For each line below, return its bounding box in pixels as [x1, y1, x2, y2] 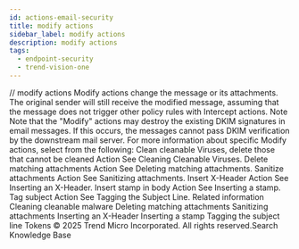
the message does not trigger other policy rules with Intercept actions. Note [9, 106, 288, 117]
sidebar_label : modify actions [9, 29, 126, 38]
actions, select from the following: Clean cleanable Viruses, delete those [9, 144, 275, 154]
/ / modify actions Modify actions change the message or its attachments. [9, 87, 278, 98]
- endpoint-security [17, 54, 94, 63]
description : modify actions [9, 37, 118, 47]
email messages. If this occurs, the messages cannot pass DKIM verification [9, 125, 290, 136]
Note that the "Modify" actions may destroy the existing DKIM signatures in [9, 115, 286, 126]
